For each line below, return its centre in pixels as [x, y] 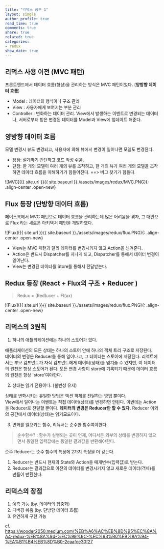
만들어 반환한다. [27, 474]
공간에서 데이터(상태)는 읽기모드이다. [45, 414]
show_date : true [22, 51]
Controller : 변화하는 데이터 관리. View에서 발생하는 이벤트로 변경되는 [79, 114]
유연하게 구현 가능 [29, 516]
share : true [17, 32]
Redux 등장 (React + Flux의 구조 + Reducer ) [71, 283]
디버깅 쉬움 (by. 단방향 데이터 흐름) [46, 510]
